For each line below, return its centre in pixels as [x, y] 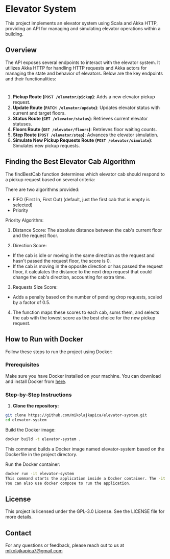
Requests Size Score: [35, 287]
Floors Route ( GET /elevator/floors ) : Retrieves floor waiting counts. [85, 129]
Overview [21, 50]
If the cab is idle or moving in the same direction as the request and [83, 255]
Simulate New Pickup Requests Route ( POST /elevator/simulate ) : [82, 140]
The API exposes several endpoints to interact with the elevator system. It [83, 62]
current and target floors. [39, 113]
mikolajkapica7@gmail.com [34, 551]
